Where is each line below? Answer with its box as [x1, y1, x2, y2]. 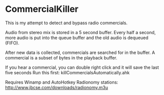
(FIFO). [5, 40, 20, 46]
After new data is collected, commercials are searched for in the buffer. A [5, 49, 155, 55]
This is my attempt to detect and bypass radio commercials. [5, 20, 128, 26]
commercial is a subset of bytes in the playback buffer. [5, 54, 118, 60]
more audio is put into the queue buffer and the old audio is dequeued [5, 35, 149, 41]
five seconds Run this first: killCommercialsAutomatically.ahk [5, 69, 130, 75]
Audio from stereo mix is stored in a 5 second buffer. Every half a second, [5, 29, 156, 35]
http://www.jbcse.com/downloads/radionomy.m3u [5, 84, 108, 90]
